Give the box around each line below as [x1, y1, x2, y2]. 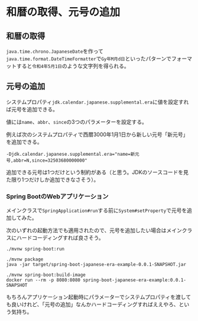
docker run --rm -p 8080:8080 [6, 277, 81, 283]
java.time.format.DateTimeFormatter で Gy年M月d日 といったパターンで [6, 55, 172, 62]
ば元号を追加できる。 [6, 105, 58, 113]
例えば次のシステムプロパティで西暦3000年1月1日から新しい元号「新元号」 [6, 131, 189, 138]
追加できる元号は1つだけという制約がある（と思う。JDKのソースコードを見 [6, 168, 189, 175]
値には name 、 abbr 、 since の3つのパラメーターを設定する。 [6, 118, 148, 125]
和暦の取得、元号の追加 [6, 5, 121, 19]
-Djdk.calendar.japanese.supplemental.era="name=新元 [6, 151, 140, 157]
